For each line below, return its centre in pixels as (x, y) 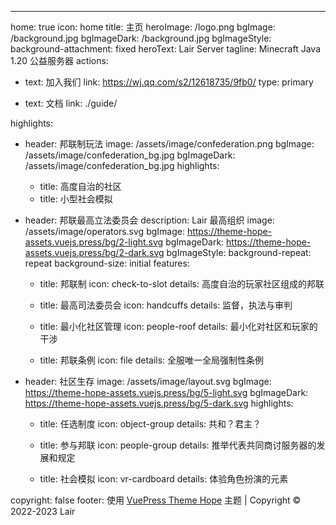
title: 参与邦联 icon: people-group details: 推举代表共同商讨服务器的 (178, 445)
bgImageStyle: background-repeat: (239, 252)
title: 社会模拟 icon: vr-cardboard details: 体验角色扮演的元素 (164, 479)
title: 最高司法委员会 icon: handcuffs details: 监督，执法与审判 (166, 305)
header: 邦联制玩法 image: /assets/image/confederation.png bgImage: (169, 144)
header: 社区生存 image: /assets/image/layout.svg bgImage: (148, 381)
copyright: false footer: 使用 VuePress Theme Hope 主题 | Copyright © (156, 500)
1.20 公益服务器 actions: (59, 60)
